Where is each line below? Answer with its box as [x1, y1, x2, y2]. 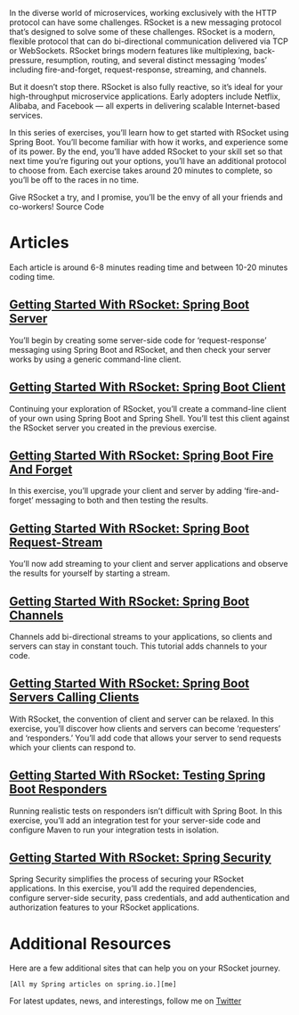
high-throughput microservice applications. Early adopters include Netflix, [9, 91, 281, 102]
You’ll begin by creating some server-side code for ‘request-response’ [9, 334, 267, 346]
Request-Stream [9, 535, 103, 550]
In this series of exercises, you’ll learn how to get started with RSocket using [9, 127, 289, 137]
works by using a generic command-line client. [9, 354, 182, 364]
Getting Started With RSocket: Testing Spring [9, 768, 266, 783]
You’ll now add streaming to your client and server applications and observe [9, 559, 288, 569]
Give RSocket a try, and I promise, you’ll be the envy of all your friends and [9, 192, 283, 202]
